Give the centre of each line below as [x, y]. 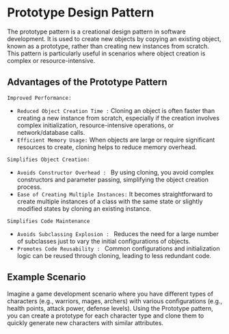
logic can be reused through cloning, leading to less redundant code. [114, 255]
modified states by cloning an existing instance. [84, 208]
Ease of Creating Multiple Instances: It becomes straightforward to [115, 194]
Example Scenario [46, 278]
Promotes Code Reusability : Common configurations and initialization [118, 248]
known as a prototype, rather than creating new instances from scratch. [108, 46]
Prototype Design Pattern [81, 13]
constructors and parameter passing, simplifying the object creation [113, 179]
